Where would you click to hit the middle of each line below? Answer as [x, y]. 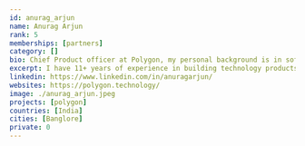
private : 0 [30, 128]
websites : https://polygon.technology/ [85, 85]
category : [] [34, 52]
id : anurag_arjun [42, 18]
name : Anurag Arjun [46, 26]
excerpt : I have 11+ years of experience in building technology [135, 69]
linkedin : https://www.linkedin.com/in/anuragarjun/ [111, 77]
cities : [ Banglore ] [46, 119]
